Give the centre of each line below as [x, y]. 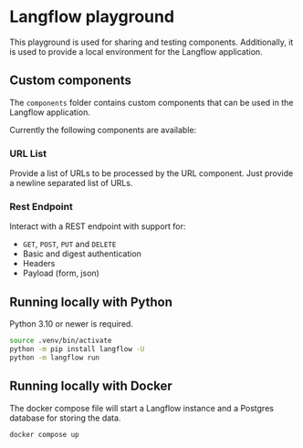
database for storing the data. [65, 418]
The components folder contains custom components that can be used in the [151, 102]
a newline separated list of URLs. [71, 183]
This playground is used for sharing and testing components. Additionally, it [151, 42]
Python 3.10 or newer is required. [72, 324]
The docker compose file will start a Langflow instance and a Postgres [141, 408]
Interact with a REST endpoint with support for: [98, 226]
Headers [39, 264]
